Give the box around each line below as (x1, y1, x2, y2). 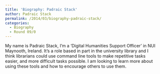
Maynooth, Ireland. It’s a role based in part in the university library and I (5, 48, 149, 54)
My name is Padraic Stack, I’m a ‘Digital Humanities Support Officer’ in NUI (5, 43, 156, 48)
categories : (5, 20, 29, 26)
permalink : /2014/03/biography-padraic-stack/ (5, 16, 102, 21)
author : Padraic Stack (5, 12, 51, 16)
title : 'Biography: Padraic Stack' (5, 7, 78, 12)
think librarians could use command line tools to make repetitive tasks (5, 53, 146, 59)
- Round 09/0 (9, 30, 36, 34)
